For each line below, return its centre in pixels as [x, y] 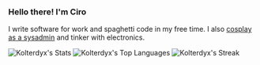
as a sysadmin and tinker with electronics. [77, 37]
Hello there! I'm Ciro [47, 12]
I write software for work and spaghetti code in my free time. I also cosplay [130, 29]
